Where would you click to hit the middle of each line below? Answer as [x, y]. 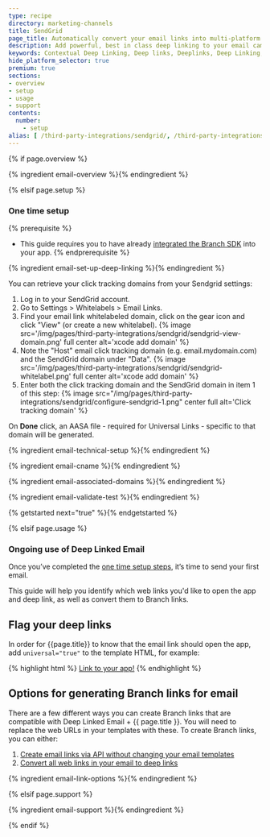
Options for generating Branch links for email [123, 694]
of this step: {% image [57, 393]
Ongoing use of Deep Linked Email [77, 549]
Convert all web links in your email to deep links [99, 763]
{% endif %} [29, 825]
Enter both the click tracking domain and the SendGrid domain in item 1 [137, 384]
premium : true [32, 68]
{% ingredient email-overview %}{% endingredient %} [98, 174]
